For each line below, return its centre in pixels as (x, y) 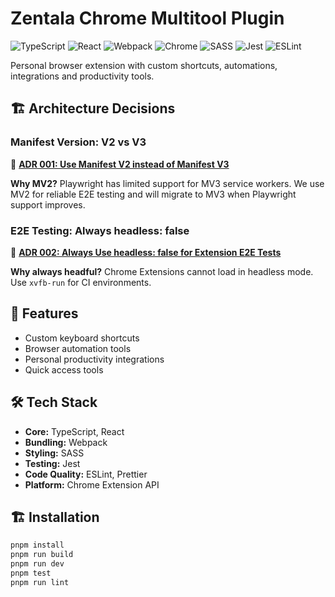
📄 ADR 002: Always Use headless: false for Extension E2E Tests (146, 252)
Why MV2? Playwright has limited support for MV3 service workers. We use (167, 183)
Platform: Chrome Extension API (92, 484)
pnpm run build (42, 555)
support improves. (48, 204)
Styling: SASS (54, 453)
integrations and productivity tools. (82, 76)
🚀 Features (44, 313)
